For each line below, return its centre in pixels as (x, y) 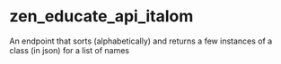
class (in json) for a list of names (70, 50)
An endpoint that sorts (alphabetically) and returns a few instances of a (141, 41)
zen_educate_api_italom (101, 16)
